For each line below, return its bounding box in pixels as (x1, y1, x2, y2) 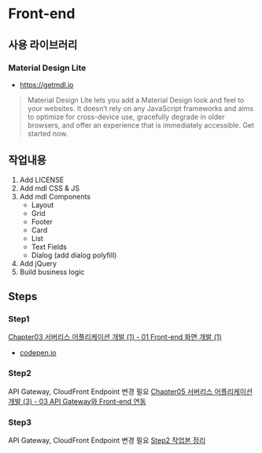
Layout (31, 200, 54, 210)
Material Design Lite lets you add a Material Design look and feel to (27, 95, 245, 105)
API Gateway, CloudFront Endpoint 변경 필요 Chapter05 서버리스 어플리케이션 (8, 387, 253, 396)
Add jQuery (19, 258, 57, 268)
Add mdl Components (19, 191, 91, 201)
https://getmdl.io (19, 80, 74, 89)
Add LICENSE (19, 175, 65, 184)
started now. (27, 128, 68, 138)
